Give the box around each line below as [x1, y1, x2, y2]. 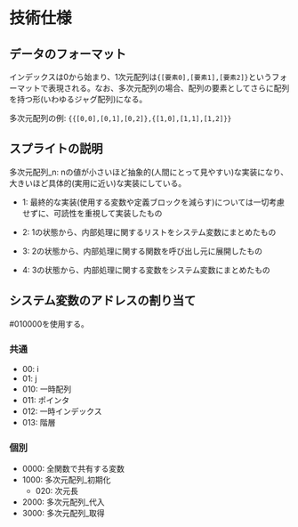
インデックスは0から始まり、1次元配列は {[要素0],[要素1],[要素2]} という [9, 72, 272, 82]
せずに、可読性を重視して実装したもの [21, 207, 163, 218]
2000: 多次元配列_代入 [21, 497, 105, 507]
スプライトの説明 [9, 142, 103, 157]
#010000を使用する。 [9, 318, 89, 329]
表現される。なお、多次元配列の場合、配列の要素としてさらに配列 [47, 83, 290, 93]
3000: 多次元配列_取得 [21, 508, 105, 519]
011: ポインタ [21, 394, 69, 405]
